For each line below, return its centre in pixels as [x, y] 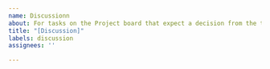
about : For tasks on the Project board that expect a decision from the [133, 23]
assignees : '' [32, 46]
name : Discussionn [39, 16]
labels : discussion [41, 38]
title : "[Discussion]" [46, 30]
